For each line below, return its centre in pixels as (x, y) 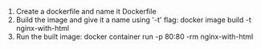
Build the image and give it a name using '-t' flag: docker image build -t (133, 20)
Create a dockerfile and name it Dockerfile (86, 11)
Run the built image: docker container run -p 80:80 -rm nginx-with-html (135, 36)
